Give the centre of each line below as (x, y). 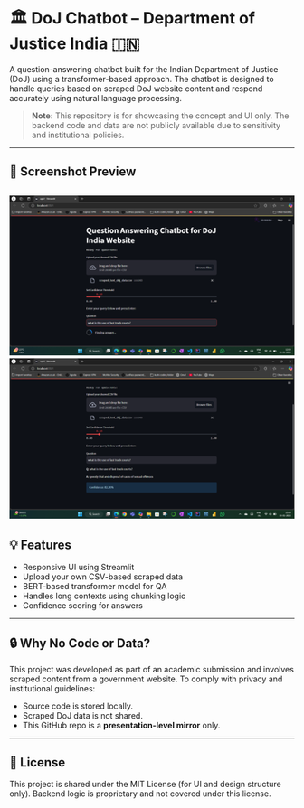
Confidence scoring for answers (82, 605)
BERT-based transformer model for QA (95, 586)
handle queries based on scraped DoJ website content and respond (136, 89)
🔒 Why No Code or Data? (80, 643)
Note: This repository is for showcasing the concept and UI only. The (160, 116)
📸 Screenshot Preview (73, 172)
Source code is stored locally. (78, 706)
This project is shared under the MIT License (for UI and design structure (146, 785)
